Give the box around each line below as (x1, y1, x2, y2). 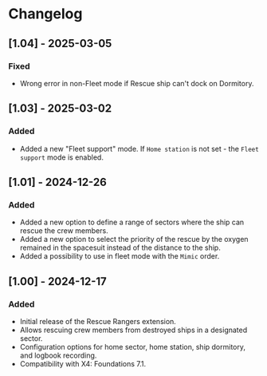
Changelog (8, 5, 83, 23)
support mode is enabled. (19, 152, 104, 162)
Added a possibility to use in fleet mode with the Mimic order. (19, 251, 220, 261)
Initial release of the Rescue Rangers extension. (19, 316, 177, 326)
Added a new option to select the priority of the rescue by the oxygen (19, 235, 249, 244)
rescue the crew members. (19, 226, 109, 235)
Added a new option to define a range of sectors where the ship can (19, 217, 245, 228)
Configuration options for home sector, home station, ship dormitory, (19, 342, 245, 351)
